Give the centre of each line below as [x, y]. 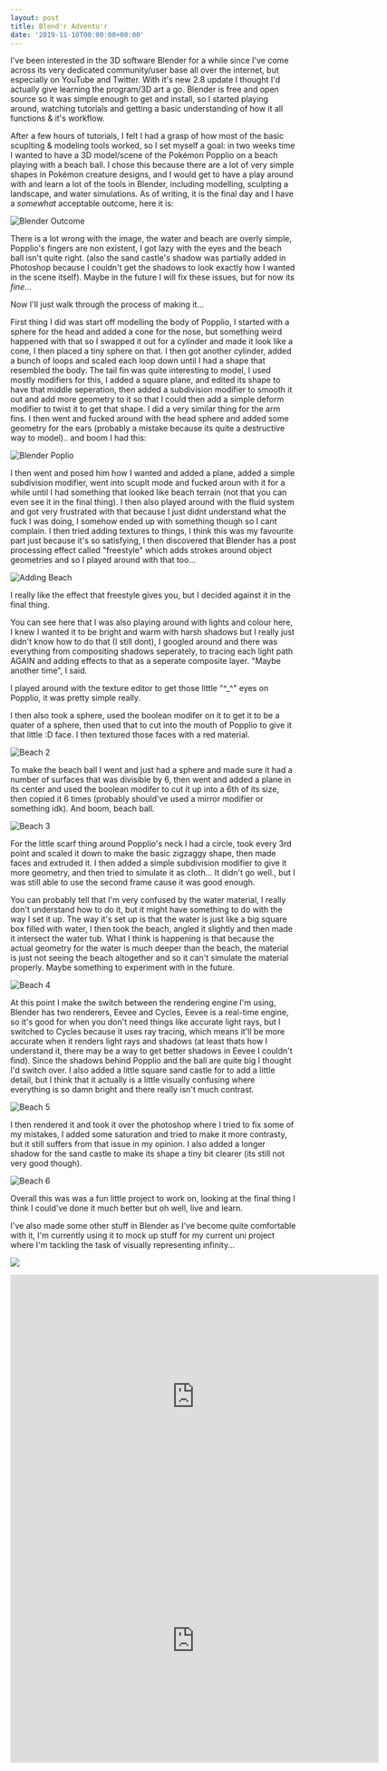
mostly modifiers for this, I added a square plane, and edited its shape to [145, 380]
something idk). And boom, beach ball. [82, 808]
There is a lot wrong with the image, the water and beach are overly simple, [151, 239]
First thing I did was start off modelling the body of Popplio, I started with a [150, 322]
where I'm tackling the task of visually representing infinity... [123, 1245]
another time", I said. [49, 671]
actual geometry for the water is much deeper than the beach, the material [150, 948]
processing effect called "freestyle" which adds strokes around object [141, 550]
